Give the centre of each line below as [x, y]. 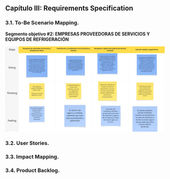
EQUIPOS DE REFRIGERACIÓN [37, 39]
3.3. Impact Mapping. [32, 157]
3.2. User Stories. [27, 143]
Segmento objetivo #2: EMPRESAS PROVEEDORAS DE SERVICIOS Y [78, 34]
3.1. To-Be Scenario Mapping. [42, 23]
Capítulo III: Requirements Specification [69, 8]
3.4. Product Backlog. [32, 170]
